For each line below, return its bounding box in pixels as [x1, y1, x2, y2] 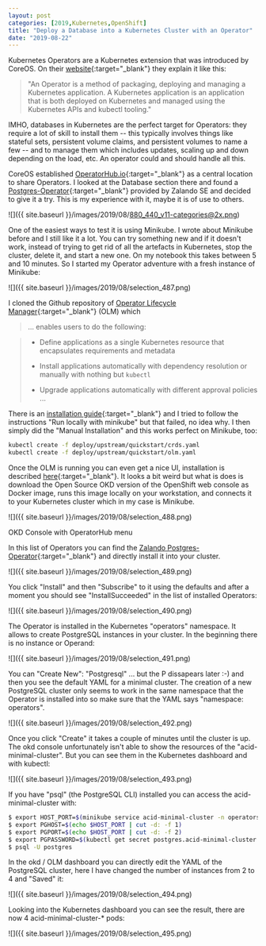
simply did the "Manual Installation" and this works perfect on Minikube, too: [8, 426, 257, 435]
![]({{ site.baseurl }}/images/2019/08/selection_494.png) [8, 890, 192, 899]
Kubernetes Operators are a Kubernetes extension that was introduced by [8, 56, 249, 65]
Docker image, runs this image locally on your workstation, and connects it [8, 488, 252, 497]
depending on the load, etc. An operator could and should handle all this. [8, 154, 246, 164]
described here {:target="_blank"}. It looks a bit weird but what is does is [8, 472, 244, 481]
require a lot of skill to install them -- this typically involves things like [8, 129, 234, 138]
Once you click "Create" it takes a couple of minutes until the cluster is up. [8, 734, 251, 743]
